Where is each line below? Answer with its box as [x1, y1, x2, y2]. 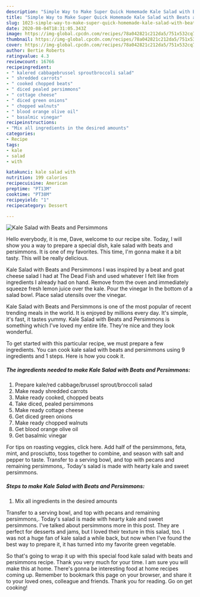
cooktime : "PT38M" [6, 191, 52, 197]
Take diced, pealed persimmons [14, 400, 93, 407]
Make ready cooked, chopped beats [14, 394, 104, 401]
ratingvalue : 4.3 [6, 53, 49, 59]
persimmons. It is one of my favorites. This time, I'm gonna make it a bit [6, 248, 182, 255]
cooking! [6, 584, 28, 591]
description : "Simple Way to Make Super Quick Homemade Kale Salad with [6, 8, 190, 15]
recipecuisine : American [6, 180, 68, 187]
